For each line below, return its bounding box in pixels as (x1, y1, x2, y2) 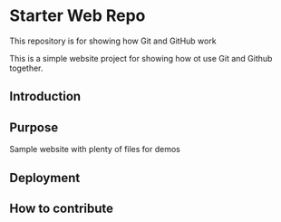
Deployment (9, 169, 81, 186)
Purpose (9, 120, 59, 135)
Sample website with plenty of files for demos (9, 144, 181, 155)
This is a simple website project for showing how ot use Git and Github (9, 53, 273, 63)
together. (9, 63, 44, 73)
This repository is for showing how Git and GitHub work (9, 35, 217, 46)
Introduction (9, 89, 82, 104)
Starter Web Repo (9, 5, 146, 26)
